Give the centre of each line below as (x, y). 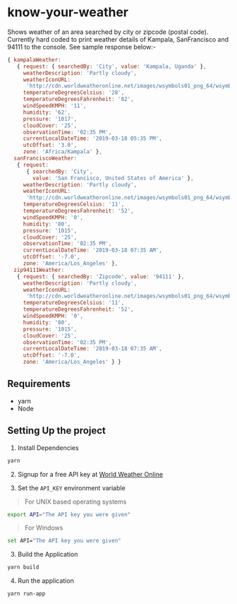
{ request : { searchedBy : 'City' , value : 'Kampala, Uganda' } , (111, 66)
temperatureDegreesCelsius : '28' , (74, 93)
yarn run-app (26, 594)
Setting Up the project (56, 431)
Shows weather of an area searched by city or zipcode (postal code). (108, 32)
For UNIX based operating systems (75, 502)
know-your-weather (68, 12)
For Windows (44, 528)
